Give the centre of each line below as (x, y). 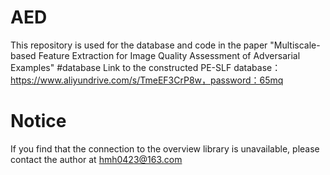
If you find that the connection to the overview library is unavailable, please (165, 148)
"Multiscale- (295, 45)
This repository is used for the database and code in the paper (139, 45)
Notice (38, 121)
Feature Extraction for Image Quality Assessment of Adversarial (169, 55)
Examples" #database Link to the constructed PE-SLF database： (146, 67)
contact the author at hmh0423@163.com (96, 159)
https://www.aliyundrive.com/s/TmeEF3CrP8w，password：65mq (147, 80)
